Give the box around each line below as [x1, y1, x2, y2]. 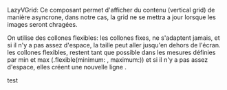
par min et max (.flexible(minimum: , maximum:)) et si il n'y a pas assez [7, 56, 208, 64]
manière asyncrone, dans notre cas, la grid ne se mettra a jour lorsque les [7, 13, 217, 21]
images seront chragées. [7, 21, 78, 28]
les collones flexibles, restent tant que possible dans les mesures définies [7, 48, 216, 56]
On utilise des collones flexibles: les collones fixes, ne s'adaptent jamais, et [7, 34, 220, 42]
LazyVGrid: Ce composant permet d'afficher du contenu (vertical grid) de [7, 6, 215, 14]
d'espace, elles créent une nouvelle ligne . [7, 63, 127, 71]
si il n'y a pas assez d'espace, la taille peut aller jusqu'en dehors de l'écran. [7, 41, 221, 49]
